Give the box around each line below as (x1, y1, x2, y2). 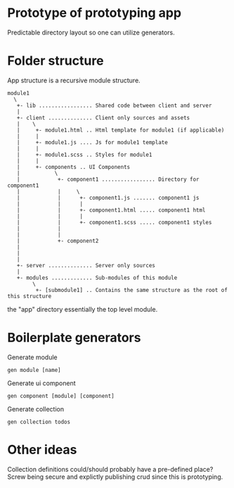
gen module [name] (7, 366, 61, 373)
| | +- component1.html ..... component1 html (16, 206, 206, 214)
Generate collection (7, 404, 65, 413)
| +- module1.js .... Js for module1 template (16, 139, 169, 146)
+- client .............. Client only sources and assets (16, 114, 190, 121)
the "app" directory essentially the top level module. (7, 304, 158, 314)
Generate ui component (7, 378, 76, 387)
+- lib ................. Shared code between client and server (16, 102, 212, 109)
